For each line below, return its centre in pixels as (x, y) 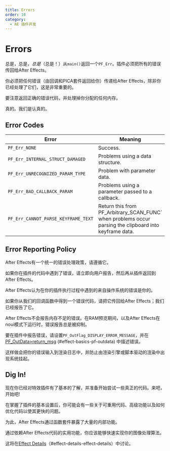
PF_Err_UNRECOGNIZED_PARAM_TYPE (47, 174)
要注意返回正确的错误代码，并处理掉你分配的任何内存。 (63, 98)
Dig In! (16, 375)
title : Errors (20, 10)
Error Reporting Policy (41, 250)
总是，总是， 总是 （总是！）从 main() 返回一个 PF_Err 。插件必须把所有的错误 (83, 64)
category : (16, 19)
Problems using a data (125, 156)
